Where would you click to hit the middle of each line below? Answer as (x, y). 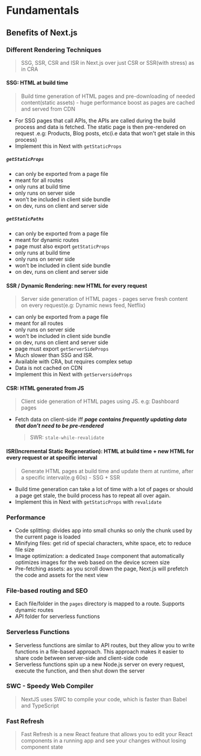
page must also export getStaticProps (62, 246)
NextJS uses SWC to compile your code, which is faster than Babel (104, 699)
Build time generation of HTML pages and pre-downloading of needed (108, 96)
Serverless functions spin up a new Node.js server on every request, (100, 664)
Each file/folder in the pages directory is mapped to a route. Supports (100, 603)
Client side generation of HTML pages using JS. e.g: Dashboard (100, 401)
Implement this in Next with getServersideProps (73, 374)
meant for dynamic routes (47, 240)
